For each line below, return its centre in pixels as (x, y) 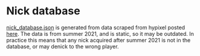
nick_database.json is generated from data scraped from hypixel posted (96, 27)
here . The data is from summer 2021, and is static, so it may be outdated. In (100, 33)
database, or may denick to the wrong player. (63, 46)
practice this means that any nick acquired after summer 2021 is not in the (98, 40)
